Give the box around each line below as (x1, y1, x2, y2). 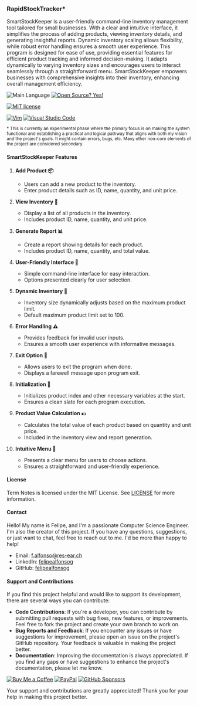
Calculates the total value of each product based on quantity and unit (23, 421, 191, 428)
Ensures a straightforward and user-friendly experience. (23, 463, 160, 470)
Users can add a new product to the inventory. (23, 181, 137, 188)
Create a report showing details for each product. (23, 241, 144, 248)
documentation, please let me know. (15, 664, 103, 671)
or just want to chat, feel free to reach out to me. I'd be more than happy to (6, 534, 187, 541)
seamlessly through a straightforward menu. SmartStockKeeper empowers (6, 68, 187, 75)
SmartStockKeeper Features (6, 153, 78, 160)
